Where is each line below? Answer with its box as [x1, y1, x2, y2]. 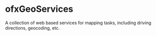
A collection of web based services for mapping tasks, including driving [5, 20, 152, 26]
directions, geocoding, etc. [5, 25, 60, 31]
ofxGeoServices [5, 3, 73, 15]
